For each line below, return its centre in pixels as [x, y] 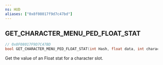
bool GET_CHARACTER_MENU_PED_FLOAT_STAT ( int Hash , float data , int [75, 49]
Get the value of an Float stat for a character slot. [54, 58]
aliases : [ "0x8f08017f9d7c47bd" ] [39, 14]
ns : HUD [13, 9]
